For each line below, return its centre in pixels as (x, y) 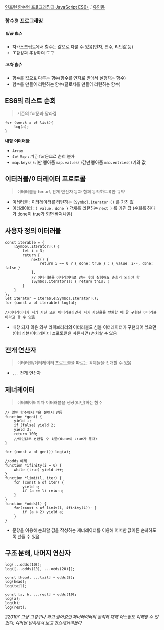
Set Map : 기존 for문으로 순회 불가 (43, 156)
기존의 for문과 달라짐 (37, 113)
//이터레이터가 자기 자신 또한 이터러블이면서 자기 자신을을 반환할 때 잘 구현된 (73, 313)
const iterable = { (25, 243)
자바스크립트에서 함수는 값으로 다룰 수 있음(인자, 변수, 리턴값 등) (73, 46)
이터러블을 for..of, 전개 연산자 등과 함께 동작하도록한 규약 (71, 192)
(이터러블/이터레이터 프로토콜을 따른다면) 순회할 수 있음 (64, 333)
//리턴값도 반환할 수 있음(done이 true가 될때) (56, 439)
